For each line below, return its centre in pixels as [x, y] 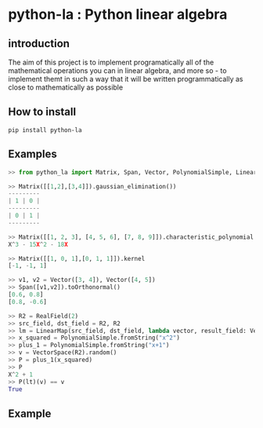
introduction [39, 44]
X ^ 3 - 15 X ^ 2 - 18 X [38, 244]
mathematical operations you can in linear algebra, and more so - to [117, 71]
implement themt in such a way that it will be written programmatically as [126, 79]
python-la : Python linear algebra [118, 15]
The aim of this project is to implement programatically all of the [111, 62]
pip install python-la [45, 130]
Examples [32, 154]
